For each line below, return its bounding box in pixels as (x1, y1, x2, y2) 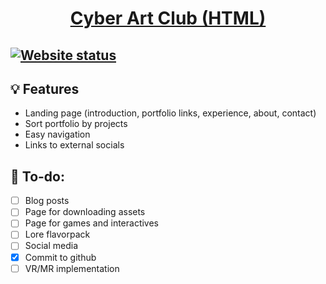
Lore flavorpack (24, 228, 91, 241)
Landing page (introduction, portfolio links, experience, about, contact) (24, 107, 317, 119)
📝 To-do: (10, 168, 65, 185)
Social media (24, 240, 78, 252)
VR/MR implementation (24, 262, 120, 274)
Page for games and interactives (24, 217, 160, 229)
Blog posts (24, 195, 70, 207)
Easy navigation (24, 128, 91, 141)
